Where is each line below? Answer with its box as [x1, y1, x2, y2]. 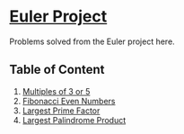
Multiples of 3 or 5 [22, 85, 91, 96]
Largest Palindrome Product [22, 114, 127, 125]
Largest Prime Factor [22, 105, 101, 116]
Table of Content [9, 62, 105, 77]
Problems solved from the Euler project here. [9, 36, 175, 47]
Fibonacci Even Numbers [22, 95, 116, 106]
